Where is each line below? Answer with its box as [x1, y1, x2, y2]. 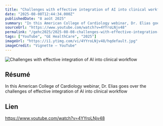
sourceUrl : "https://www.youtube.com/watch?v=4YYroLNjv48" [5, 25, 127, 30]
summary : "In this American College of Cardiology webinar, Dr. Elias [5, 20, 151, 26]
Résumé [5, 71, 31, 79]
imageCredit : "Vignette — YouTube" [5, 43, 77, 48]
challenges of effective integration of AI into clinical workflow [5, 88, 128, 94]
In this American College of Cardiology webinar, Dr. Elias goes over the [5, 83, 147, 89]
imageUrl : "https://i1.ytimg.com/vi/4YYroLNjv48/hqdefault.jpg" [5, 39, 138, 44]
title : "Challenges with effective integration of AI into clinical [5, 7, 147, 12]
